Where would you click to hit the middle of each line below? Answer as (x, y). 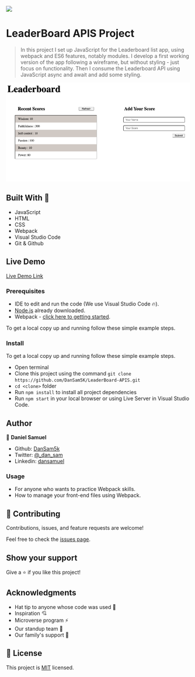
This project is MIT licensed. (40, 667)
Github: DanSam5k (37, 449)
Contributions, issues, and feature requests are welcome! (75, 528)
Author (19, 423)
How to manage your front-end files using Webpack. (78, 495)
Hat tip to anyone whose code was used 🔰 (65, 607)
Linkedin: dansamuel (39, 461)
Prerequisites (25, 291)
